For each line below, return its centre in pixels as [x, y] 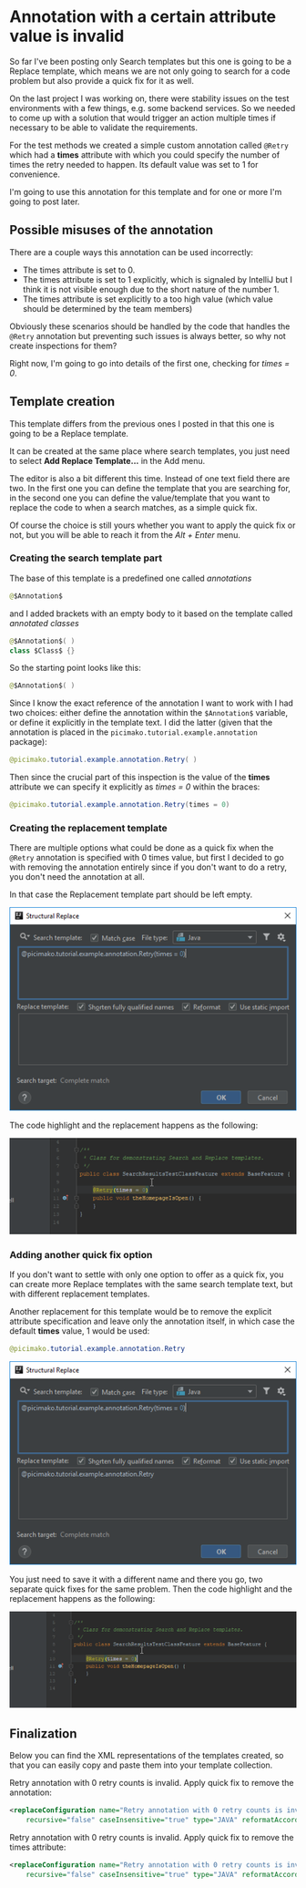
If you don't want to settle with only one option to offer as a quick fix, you [147, 1274]
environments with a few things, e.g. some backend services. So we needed [153, 108]
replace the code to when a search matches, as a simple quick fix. [133, 507]
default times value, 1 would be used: [80, 1331]
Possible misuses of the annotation [112, 230]
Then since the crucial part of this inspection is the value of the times [140, 778]
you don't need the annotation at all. [77, 877]
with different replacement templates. [80, 1294]
